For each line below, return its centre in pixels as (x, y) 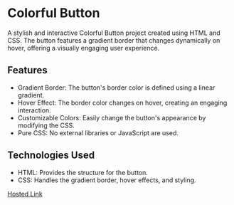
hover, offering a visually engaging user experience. (84, 48)
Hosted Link (25, 194)
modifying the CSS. (46, 125)
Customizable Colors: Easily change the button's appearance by (112, 117)
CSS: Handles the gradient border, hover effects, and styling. (107, 180)
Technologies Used (51, 156)
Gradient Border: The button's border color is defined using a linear (116, 88)
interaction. (34, 110)
